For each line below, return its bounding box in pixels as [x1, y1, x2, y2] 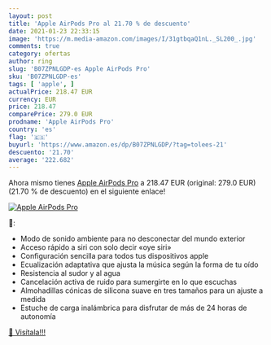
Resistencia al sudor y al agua [20, 269, 120, 278]
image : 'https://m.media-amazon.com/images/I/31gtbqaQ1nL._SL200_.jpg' [8, 34, 256, 43]
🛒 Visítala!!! [8, 327, 46, 338]
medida [20, 295, 46, 304]
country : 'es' [8, 125, 57, 133]
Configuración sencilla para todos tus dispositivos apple [20, 251, 209, 261]
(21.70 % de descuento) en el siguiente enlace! [8, 186, 166, 196]
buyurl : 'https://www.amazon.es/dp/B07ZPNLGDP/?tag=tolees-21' [8, 140, 228, 149]
